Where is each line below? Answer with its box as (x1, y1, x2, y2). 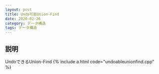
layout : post (5, 7, 32, 12)
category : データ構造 (5, 21, 46, 26)
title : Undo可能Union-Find (5, 12, 59, 17)
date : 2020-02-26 (5, 16, 41, 21)
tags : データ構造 (5, 25, 37, 30)
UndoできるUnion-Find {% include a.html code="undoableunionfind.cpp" (5, 58, 155, 64)
